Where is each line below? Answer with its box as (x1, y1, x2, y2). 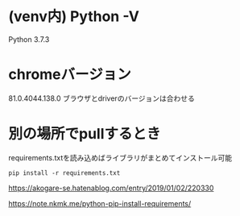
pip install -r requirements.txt (8, 168, 121, 177)
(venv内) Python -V (8, 7, 139, 26)
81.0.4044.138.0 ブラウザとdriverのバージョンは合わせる (8, 93, 196, 103)
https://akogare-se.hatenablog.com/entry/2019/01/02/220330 (8, 183, 214, 193)
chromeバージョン (8, 65, 131, 84)
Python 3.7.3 (8, 34, 50, 44)
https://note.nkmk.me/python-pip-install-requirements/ (8, 198, 192, 208)
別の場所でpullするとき (8, 125, 161, 143)
